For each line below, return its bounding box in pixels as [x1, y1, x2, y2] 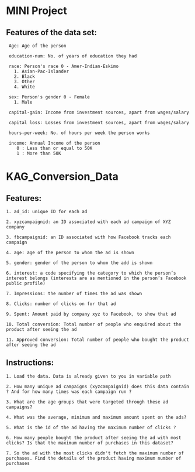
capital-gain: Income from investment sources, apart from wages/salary [8, 110, 190, 115]
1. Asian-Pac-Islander [13, 69, 69, 74]
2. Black [13, 74, 35, 80]
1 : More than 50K [16, 151, 61, 156]
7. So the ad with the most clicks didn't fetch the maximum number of [6, 450, 184, 456]
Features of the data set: [6, 28, 97, 37]
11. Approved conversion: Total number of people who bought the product [6, 337, 190, 343]
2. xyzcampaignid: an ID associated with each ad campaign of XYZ [6, 219, 171, 225]
